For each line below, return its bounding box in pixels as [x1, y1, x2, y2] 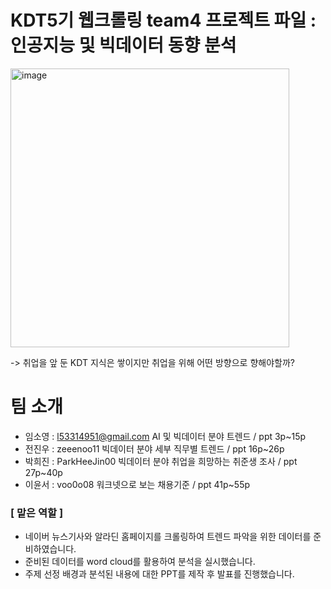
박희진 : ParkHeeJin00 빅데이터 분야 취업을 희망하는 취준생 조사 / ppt [24, 455, 298, 467]
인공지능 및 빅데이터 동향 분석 [10, 34, 237, 57]
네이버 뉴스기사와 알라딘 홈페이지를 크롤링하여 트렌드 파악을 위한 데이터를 [24, 531, 312, 543]
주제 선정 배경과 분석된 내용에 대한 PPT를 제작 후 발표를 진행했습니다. [24, 568, 295, 580]
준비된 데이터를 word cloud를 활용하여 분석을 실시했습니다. [24, 556, 256, 568]
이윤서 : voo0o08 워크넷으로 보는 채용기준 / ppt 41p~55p [24, 478, 251, 490]
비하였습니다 [24, 543, 75, 555]
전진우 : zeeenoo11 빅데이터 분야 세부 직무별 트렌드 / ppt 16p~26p [24, 442, 285, 455]
